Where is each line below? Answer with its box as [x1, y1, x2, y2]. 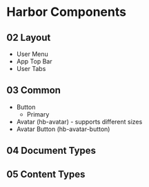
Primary [26, 110, 50, 118]
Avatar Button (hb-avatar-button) [16, 125, 110, 133]
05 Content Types [6, 168, 86, 180]
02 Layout [6, 32, 51, 43]
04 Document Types [6, 145, 97, 157]
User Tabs [16, 65, 46, 72]
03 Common [6, 84, 61, 97]
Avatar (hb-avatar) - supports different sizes [16, 117, 143, 126]
